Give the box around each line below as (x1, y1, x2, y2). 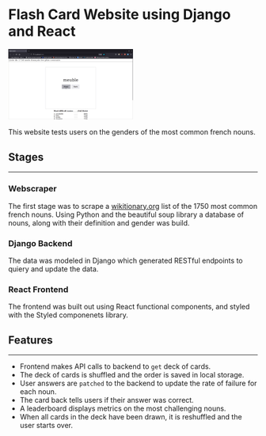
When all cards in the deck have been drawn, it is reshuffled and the (19, 412, 243, 421)
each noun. (19, 387, 57, 396)
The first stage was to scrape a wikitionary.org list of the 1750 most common (8, 201, 258, 210)
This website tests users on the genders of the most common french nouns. (8, 127, 256, 137)
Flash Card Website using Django (8, 6, 231, 24)
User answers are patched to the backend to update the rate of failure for (19, 378, 257, 388)
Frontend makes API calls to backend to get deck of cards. (19, 362, 211, 371)
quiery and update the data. (8, 263, 99, 274)
